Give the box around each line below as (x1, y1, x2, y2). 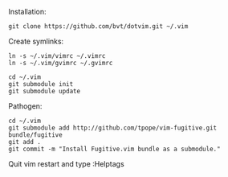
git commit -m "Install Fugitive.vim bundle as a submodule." (8, 145, 221, 153)
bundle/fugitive (8, 131, 63, 139)
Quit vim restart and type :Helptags (8, 159, 124, 168)
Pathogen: (8, 101, 43, 111)
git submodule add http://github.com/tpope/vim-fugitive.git (8, 124, 218, 132)
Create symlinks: (8, 36, 64, 46)
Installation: (8, 7, 47, 16)
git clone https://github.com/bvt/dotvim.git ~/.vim (8, 23, 189, 31)
